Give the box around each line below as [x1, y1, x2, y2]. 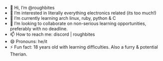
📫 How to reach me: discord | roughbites [9, 31, 95, 37]
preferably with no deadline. [9, 26, 68, 32]
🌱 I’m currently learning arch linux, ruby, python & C [9, 15, 116, 21]
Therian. [9, 51, 27, 57]
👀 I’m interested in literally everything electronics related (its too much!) [9, 10, 157, 16]
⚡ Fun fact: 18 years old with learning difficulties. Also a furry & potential [9, 44, 158, 50]
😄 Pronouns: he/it [9, 39, 47, 44]
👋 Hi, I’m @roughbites [9, 5, 55, 10]
